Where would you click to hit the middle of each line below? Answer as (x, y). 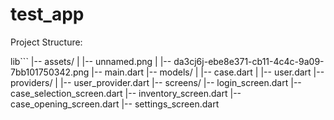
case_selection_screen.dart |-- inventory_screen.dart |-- (126, 93)
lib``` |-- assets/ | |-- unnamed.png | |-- (91, 61)
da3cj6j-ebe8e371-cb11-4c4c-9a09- (249, 61)
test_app (47, 14)
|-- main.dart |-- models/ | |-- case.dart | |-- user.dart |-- (208, 72)
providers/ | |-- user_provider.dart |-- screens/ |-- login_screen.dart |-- (156, 82)
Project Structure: (46, 42)
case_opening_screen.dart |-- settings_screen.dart (115, 104)
